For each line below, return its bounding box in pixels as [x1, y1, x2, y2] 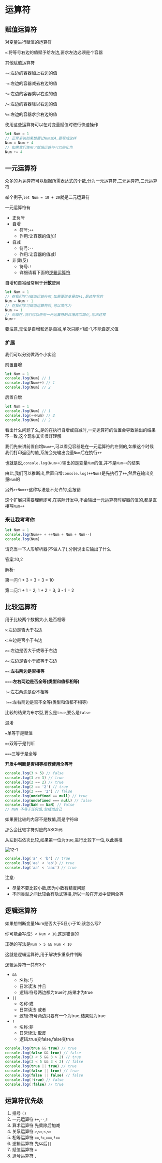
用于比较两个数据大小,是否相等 [5, 616, 66, 622]
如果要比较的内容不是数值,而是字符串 [5, 817, 79, 822]
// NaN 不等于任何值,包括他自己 [5, 807, 62, 812]
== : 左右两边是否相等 [5, 668, 45, 674]
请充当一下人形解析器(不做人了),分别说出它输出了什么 [5, 546, 111, 552]
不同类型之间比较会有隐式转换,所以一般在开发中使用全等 [12, 891, 124, 897]
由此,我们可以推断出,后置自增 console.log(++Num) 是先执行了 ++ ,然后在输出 [5, 470, 150, 476]
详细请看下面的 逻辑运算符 [19, 270, 71, 275]
